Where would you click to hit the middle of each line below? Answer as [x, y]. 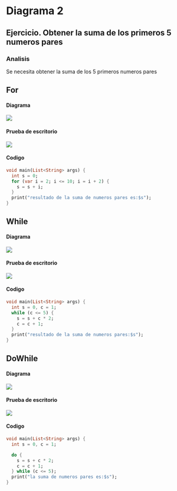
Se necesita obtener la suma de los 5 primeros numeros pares [82, 71]
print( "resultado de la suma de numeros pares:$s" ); [78, 335]
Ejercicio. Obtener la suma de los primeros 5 [89, 33]
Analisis [18, 58]
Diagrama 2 [35, 11]
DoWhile [22, 359]
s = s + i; [30, 187]
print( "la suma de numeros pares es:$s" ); [64, 477]
